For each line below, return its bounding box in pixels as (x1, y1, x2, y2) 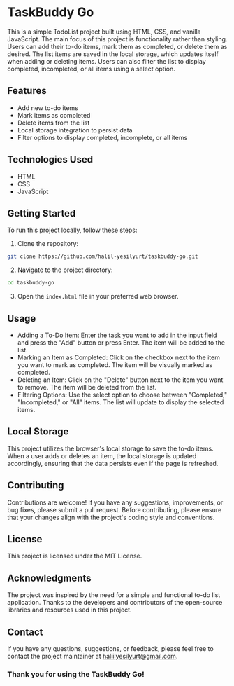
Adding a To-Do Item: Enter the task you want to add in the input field (17, 331, 217, 339)
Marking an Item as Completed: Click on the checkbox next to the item (17, 353, 220, 362)
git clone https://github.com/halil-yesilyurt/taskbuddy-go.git (7, 253, 198, 260)
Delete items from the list (17, 118, 90, 127)
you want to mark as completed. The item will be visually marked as (17, 360, 213, 369)
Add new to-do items (17, 103, 78, 112)
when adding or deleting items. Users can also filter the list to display (7, 57, 206, 65)
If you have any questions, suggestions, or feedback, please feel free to (7, 645, 214, 652)
